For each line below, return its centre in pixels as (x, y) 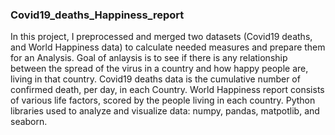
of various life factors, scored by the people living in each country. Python (163, 100)
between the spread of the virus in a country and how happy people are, (159, 69)
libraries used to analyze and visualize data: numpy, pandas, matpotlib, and (165, 111)
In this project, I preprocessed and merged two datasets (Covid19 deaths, (161, 37)
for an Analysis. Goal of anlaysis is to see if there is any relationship (149, 58)
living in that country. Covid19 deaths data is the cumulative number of (155, 79)
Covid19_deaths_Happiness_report (97, 15)
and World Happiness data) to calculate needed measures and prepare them (168, 47)
